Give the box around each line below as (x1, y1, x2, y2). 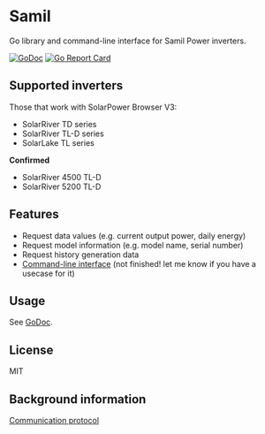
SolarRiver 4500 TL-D (21, 171, 102, 182)
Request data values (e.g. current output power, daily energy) (21, 230, 246, 240)
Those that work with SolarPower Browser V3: (9, 102, 178, 112)
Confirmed (9, 155, 50, 165)
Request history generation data (21, 249, 140, 260)
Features (9, 207, 59, 222)
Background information (9, 392, 147, 407)
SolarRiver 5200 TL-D (21, 181, 102, 192)
